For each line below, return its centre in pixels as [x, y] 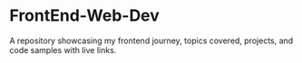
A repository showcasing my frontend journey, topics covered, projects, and [151, 40]
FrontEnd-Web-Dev [85, 16]
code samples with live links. [63, 49]
